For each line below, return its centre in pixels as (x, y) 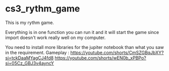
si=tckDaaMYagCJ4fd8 (30, 57)
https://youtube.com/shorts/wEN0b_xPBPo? (100, 57)
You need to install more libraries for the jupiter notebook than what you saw (84, 47)
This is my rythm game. (30, 22)
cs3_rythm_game (43, 9)
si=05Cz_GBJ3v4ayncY (30, 63)
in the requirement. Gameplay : (37, 52)
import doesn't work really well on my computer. (55, 37)
